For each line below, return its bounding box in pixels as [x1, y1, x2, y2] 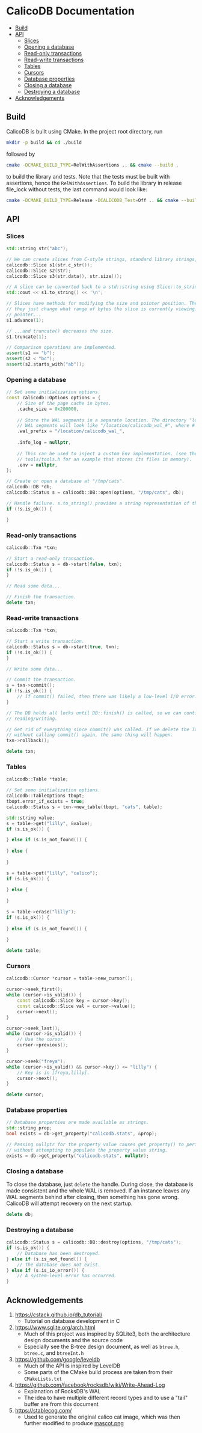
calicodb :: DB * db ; [6, 484, 52, 490]
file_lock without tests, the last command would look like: [6, 185, 147, 193]
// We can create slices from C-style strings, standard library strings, [6, 256, 198, 262]
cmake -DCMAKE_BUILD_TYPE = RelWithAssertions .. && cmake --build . [6, 162, 179, 168]
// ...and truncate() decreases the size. [6, 328, 114, 334]
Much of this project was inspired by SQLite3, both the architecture [23, 1330, 191, 1337]
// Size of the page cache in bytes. [17, 400, 112, 407]
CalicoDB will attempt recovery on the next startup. [6, 1200, 133, 1207]
